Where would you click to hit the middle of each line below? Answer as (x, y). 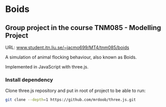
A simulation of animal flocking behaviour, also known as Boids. (71, 57)
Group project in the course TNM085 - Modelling (83, 28)
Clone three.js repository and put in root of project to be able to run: (75, 90)
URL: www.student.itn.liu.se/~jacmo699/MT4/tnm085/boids (67, 47)
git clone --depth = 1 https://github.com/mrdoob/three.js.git (71, 100)
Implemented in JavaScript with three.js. (47, 67)
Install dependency (29, 79)
